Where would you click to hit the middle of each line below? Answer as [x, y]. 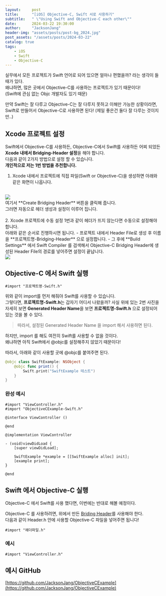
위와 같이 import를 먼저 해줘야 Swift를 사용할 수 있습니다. [60, 296]
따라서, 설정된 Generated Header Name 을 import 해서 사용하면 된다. [85, 325]
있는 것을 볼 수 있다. [24, 314]
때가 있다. [14, 81]
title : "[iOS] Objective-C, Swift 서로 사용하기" [60, 14]
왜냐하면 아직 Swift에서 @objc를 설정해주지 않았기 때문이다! [63, 342]
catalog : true [20, 42]
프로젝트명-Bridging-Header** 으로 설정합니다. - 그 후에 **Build [77, 239]
